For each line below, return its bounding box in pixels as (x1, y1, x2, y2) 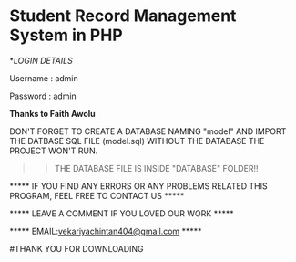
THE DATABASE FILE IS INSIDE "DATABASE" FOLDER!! (54, 162, 259, 173)
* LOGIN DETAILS (9, 55, 73, 66)
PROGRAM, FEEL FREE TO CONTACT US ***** (9, 190, 185, 201)
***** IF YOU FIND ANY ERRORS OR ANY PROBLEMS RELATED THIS (9, 180, 268, 192)
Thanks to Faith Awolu (9, 108, 96, 119)
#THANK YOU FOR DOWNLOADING (9, 243, 144, 254)
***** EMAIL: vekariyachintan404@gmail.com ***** (9, 225, 202, 236)
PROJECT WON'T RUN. (9, 145, 98, 156)
